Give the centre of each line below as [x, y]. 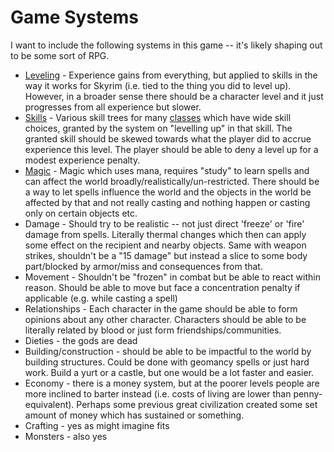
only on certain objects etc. [81, 213]
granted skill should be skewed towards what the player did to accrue [168, 138]
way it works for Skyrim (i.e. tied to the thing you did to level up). [158, 85]
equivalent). [49, 404]
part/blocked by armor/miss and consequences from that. [143, 266]
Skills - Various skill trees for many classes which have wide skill [158, 117]
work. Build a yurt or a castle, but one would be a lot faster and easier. [169, 372]
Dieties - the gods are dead [81, 340]
